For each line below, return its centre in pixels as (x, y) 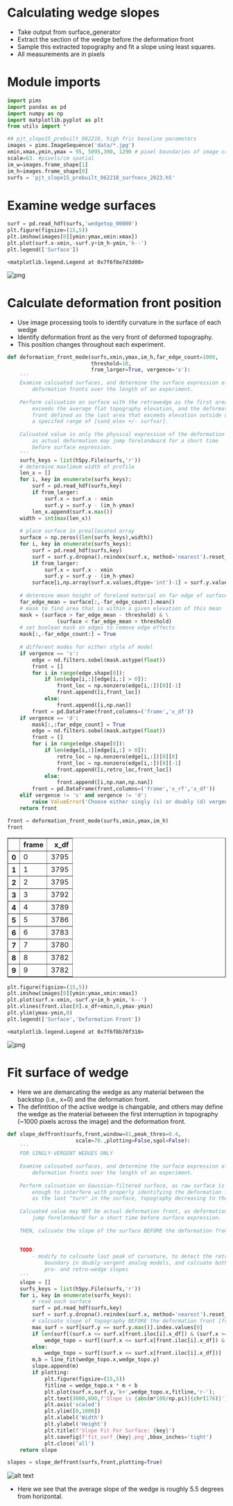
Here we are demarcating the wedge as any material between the (111, 1092)
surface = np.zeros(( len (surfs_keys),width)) (87, 538)
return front (38, 808)
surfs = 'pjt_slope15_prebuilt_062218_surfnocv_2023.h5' (91, 178)
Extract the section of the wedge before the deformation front (105, 39)
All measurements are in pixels (61, 54)
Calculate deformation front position (114, 303)
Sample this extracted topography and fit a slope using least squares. (116, 46)
